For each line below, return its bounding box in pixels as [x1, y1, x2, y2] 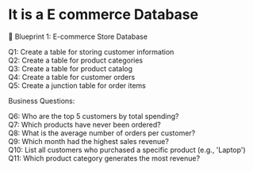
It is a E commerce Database [8, 6, 199, 24]
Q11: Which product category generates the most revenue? [8, 153, 201, 163]
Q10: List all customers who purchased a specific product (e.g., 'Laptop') [8, 145, 246, 154]
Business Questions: [8, 96, 75, 105]
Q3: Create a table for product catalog [8, 63, 133, 73]
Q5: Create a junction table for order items [8, 81, 147, 90]
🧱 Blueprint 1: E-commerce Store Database [8, 32, 148, 41]
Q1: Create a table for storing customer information [8, 47, 174, 56]
